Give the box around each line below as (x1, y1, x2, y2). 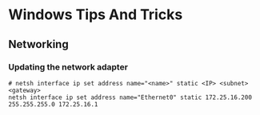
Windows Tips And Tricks (8, 6, 183, 24)
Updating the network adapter (8, 61, 128, 73)
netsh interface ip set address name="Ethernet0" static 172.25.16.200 (8, 93, 252, 101)
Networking (8, 38, 70, 51)
